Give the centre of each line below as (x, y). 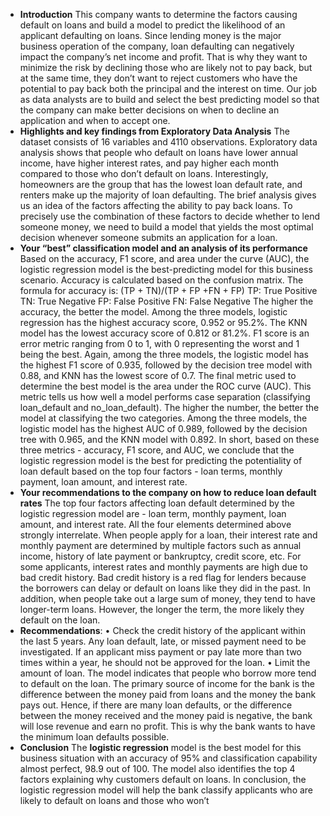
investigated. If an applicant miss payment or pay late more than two (160, 652)
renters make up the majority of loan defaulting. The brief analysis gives (168, 195)
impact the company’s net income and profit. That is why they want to (163, 57)
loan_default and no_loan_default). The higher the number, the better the (169, 407)
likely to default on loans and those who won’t (114, 800)
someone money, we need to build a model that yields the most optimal (166, 227)
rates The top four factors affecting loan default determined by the (157, 503)
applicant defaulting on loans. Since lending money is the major (150, 35)
